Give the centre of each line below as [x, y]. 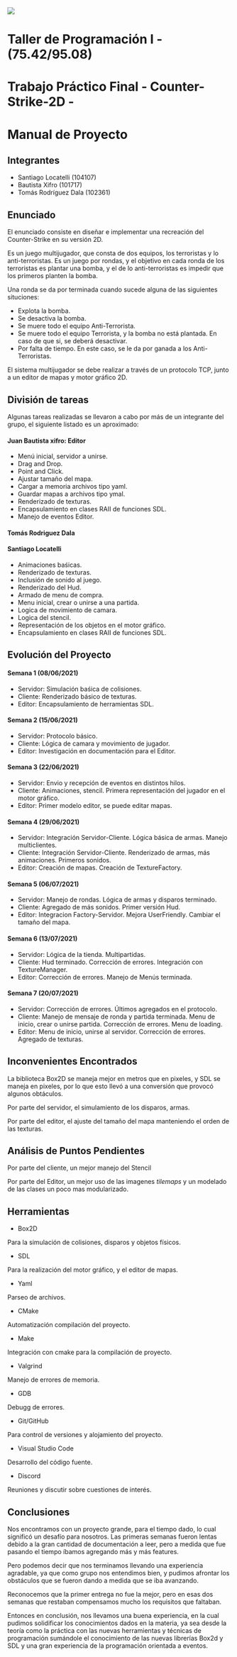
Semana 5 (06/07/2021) [43, 884]
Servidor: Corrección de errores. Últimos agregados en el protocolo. [117, 1009]
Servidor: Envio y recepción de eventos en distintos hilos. [101, 783]
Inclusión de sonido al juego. [59, 580]
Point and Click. [40, 472]
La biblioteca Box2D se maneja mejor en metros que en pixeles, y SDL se [114, 1078]
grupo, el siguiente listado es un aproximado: [73, 424]
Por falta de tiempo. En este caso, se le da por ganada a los [105, 349]
